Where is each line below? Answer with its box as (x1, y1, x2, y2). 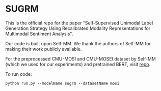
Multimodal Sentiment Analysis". (5, 31, 73, 37)
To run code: (5, 71, 32, 77)
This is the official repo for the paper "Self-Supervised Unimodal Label (5, 20, 153, 26)
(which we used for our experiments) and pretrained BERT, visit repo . (5, 61, 151, 67)
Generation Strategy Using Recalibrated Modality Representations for (5, 25, 151, 31)
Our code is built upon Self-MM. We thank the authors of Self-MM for (5, 40, 151, 46)
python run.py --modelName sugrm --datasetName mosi (5, 81, 120, 86)
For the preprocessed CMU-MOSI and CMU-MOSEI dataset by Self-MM (5, 55, 156, 62)
